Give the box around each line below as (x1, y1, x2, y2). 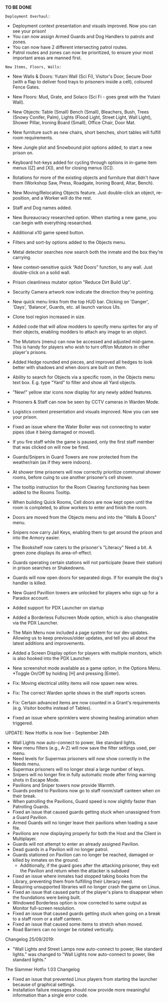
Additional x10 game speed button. (12, 230, 85, 235)
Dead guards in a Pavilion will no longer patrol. (12, 847, 109, 852)
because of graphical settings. (12, 981, 76, 987)
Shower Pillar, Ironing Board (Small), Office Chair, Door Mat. (12, 120, 136, 125)
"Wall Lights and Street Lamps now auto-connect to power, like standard (12, 946, 162, 952)
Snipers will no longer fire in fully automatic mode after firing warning (12, 772, 156, 777)
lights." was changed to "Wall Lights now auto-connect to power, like (12, 951, 155, 957)
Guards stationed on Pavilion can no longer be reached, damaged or (12, 852, 154, 858)
